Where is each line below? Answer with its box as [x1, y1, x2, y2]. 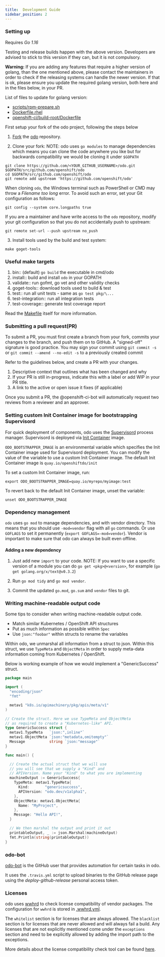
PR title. [12, 379, 28, 386]
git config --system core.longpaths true [5, 205, 92, 210]
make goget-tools [5, 247, 41, 252]
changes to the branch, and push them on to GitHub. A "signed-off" [5, 339, 143, 345]
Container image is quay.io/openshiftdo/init [5, 460, 98, 466]
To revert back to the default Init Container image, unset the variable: [5, 487, 145, 493]
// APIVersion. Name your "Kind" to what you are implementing [9, 771, 142, 776]
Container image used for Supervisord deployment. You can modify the [5, 449, 150, 455]
